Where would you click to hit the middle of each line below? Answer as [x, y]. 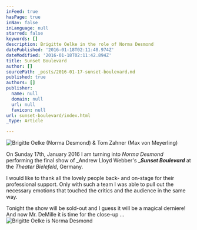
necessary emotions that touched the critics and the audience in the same [96, 191]
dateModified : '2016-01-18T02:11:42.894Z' [59, 55]
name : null [25, 94]
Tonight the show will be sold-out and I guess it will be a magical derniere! [96, 208]
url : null [23, 104]
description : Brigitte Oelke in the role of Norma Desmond [80, 45]
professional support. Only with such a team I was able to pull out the [90, 184]
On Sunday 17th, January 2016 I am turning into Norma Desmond [85, 154]
